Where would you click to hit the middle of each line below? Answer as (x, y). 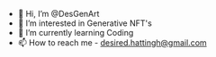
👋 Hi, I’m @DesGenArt (58, 14)
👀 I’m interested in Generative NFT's (85, 23)
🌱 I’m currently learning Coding (76, 33)
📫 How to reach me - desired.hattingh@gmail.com (112, 43)
